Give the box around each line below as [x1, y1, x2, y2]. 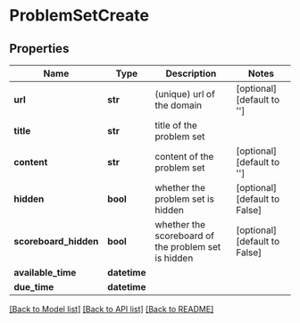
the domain [154, 99, 203, 112]
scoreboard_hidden [13, 236, 99, 247]
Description [165, 68, 217, 79]
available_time [13, 267, 77, 278]
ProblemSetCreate [9, 5, 150, 26]
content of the [154, 151, 214, 162]
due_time [13, 281, 54, 293]
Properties [9, 41, 70, 56]
